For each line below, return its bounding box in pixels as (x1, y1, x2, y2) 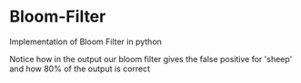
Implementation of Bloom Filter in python (9, 36, 162, 47)
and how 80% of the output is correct (9, 63, 151, 74)
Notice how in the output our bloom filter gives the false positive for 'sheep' (9, 53, 293, 64)
